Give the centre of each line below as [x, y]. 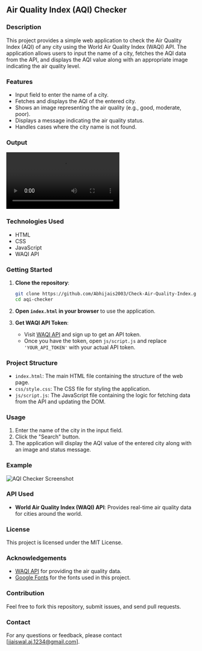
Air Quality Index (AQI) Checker [67, 10]
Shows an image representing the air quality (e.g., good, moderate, [98, 107]
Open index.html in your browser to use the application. [85, 311]
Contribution [25, 593]
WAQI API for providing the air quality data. [68, 571]
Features [20, 82]
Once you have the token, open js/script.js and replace [95, 341]
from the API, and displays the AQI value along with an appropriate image [97, 59]
